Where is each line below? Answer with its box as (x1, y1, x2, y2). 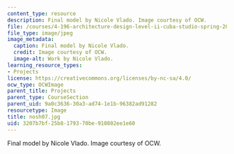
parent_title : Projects (7, 87, 77, 94)
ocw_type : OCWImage (7, 81, 64, 88)
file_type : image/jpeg (7, 29, 73, 37)
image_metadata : (7, 36, 54, 43)
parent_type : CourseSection (7, 94, 89, 101)
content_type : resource (7, 10, 77, 17)
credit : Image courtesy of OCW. (13, 49, 108, 56)
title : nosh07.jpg (7, 113, 61, 120)
